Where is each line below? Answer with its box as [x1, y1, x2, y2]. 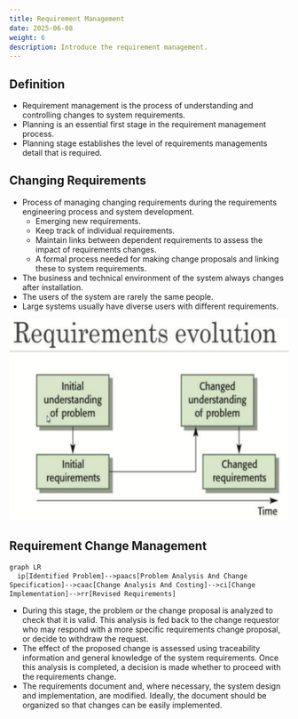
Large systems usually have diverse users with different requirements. [21, 301, 279, 311]
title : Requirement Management [9, 14, 125, 23]
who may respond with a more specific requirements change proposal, [21, 624, 281, 634]
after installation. [21, 281, 84, 293]
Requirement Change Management [9, 538, 207, 553]
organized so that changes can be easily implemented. [21, 699, 223, 710]
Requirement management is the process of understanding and [21, 101, 254, 111]
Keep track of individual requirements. [35, 225, 176, 236]
